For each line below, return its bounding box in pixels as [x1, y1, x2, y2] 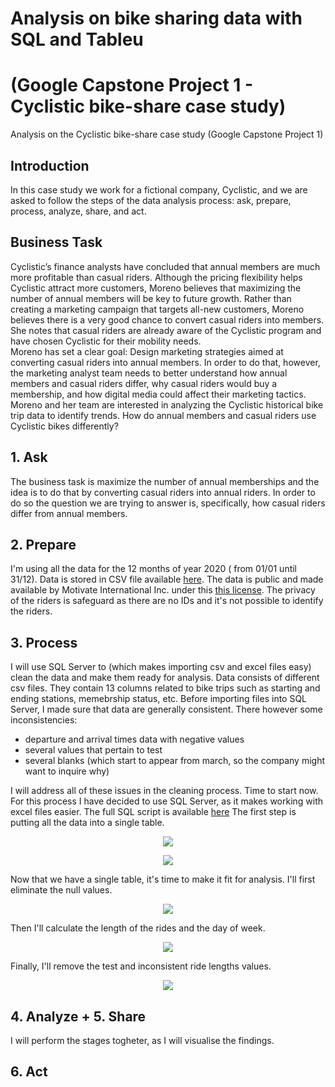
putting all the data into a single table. [10, 817, 165, 829]
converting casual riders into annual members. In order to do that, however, [10, 356, 321, 368]
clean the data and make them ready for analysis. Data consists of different [10, 672, 320, 684]
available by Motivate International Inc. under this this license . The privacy [10, 584, 316, 596]
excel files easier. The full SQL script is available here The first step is [10, 806, 297, 818]
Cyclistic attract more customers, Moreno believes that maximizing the [10, 282, 302, 294]
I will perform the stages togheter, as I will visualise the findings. [10, 1035, 275, 1046]
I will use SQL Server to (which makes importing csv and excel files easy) [10, 661, 312, 673]
